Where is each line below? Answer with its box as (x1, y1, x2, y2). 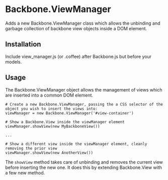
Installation (5, 40, 41, 49)
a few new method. (5, 169, 45, 175)
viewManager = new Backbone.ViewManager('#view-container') (5, 111, 134, 116)
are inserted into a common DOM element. (5, 92, 93, 98)
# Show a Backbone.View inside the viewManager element (5, 119, 125, 124)
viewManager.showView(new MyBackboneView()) (5, 124, 100, 129)
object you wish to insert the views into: (5, 106, 98, 111)
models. (5, 59, 22, 65)
